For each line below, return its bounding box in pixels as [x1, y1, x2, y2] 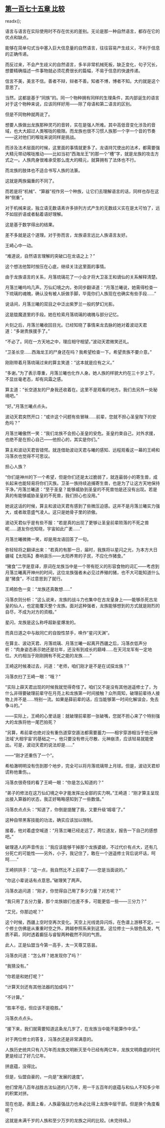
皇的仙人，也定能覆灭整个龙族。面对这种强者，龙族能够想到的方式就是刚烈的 [5, 602, 160, 608]
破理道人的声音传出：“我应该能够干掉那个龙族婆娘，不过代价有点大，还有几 [5, 844, 158, 850]
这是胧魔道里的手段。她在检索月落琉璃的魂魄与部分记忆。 [5, 311, 121, 317]
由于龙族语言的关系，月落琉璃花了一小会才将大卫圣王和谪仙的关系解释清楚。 [5, 274, 160, 280]
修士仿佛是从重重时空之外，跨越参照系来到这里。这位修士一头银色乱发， [9, 925, 156, 931]
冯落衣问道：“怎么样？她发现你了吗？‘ [5, 952, 82, 958]
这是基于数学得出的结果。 [5, 221, 57, 228]
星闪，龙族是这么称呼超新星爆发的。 [5, 619, 79, 625]
